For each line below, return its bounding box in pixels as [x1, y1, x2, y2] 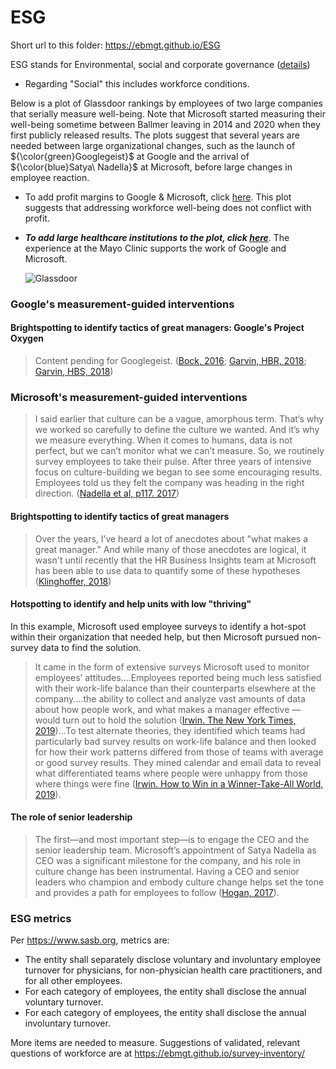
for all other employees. [24, 975, 123, 987]
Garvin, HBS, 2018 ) [34, 366, 114, 378]
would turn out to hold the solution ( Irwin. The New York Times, [34, 714, 297, 726]
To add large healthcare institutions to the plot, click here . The [24, 231, 290, 243]
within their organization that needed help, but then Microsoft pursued [10, 631, 300, 643]
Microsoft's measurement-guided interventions [10, 390, 248, 404]
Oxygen [10, 332, 44, 345]
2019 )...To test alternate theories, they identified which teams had [34, 724, 306, 736]
